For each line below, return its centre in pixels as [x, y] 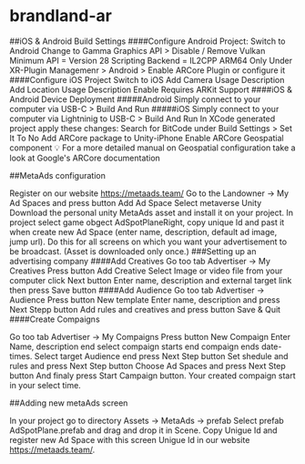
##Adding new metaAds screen [69, 403]
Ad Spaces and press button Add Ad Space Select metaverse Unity [136, 202]
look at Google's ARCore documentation [85, 158]
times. [21, 356]
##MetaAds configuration [58, 175]
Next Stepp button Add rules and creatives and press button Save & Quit [145, 309]
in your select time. [46, 385]
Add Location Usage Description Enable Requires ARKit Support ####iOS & [151, 89]
